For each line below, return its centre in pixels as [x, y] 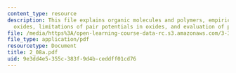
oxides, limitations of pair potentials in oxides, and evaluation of [119, 26]
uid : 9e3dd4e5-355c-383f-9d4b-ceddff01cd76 [72, 59]
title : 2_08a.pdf [33, 53]
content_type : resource [42, 14]
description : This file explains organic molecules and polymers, [106, 20]
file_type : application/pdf [48, 40]
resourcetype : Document [42, 46]
